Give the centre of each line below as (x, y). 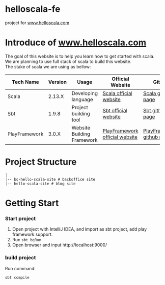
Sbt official (115, 110)
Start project (20, 219)
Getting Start (32, 203)
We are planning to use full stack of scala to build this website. (68, 61)
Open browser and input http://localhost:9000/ (59, 245)
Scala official (117, 93)
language (82, 99)
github (151, 137)
